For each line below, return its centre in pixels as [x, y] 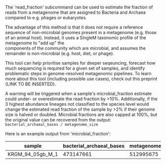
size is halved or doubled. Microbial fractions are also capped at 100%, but [81, 115]
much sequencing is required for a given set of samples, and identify [75, 68]
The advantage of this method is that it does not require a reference [74, 27]
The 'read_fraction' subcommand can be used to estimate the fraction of [79, 7]
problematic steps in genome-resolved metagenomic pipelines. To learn [78, 73]
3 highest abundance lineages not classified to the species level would [77, 104]
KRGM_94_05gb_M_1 [33, 154]
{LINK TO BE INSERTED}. [31, 84]
